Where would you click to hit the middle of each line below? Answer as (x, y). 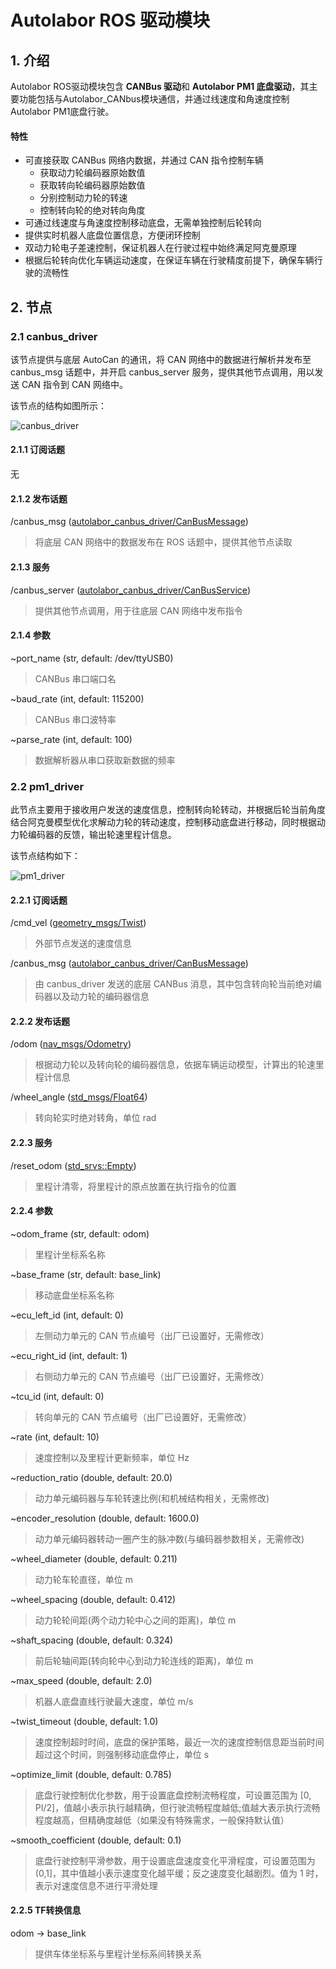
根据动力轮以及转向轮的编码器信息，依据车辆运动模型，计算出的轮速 (175, 1065)
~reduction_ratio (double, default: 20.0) (91, 1477)
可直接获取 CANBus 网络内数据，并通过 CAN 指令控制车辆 (144, 160)
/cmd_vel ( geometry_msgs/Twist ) (78, 923)
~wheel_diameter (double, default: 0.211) (94, 1558)
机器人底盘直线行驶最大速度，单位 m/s (114, 1701)
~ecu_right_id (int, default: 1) (69, 1355)
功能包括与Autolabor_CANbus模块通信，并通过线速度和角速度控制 (154, 99)
